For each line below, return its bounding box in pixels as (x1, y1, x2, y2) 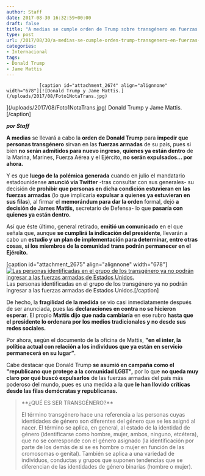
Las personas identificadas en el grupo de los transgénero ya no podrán (6, 280, 188, 288)
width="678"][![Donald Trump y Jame (6, 88, 99, 94)
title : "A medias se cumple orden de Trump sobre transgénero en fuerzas (6, 26, 198, 32)
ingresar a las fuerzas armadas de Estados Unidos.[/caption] (6, 287, 159, 294)
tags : (6, 54, 20, 61)
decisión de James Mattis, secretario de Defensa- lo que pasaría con (6, 204, 183, 212)
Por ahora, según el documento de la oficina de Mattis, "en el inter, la (6, 337, 181, 344)
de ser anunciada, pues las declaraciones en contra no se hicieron (6, 305, 176, 313)
